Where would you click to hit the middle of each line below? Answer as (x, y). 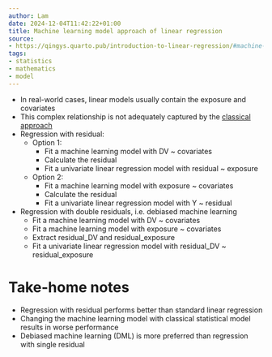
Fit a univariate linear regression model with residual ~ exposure (151, 168)
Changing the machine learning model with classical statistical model (135, 318)
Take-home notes (69, 287)
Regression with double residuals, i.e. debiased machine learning (128, 211)
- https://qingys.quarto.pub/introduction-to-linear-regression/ (121, 46)
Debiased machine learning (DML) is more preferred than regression (134, 335)
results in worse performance (69, 327)
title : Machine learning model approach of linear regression (115, 31)
